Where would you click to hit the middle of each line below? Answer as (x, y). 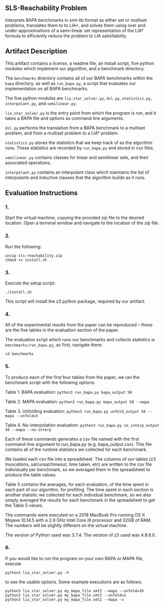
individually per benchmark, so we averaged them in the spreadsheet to (78, 469)
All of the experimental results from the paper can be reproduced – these (79, 325)
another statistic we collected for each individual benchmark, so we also (78, 495)
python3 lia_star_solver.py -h (37, 572)
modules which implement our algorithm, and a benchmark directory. (75, 68)
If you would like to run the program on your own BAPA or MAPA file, (74, 558)
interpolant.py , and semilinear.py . (41, 103)
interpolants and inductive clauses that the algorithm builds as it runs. (75, 177)
